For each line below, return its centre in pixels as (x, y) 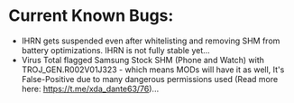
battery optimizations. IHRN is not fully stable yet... (116, 50)
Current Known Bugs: (91, 16)
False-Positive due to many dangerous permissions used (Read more (150, 79)
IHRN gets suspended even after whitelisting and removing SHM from (151, 41)
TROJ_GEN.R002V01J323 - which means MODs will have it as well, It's (153, 70)
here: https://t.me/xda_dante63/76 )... (90, 89)
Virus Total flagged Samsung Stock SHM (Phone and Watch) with (143, 60)
